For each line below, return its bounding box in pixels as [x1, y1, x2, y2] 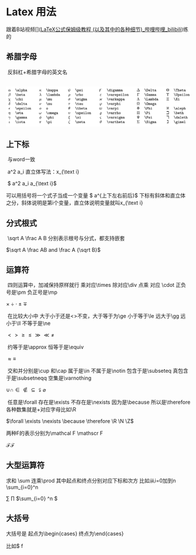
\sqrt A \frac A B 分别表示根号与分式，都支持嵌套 [7, 235, 125, 242]
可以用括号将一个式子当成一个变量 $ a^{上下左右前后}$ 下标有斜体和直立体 [6, 192, 186, 199]
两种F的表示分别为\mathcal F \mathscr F [6, 429, 104, 436]
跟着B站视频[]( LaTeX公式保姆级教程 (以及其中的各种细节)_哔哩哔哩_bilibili [6, 26, 181, 33]
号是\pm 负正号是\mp [6, 289, 57, 296]
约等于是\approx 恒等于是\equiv [7, 343, 84, 351]
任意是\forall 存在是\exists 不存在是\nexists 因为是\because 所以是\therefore [7, 398, 191, 405]
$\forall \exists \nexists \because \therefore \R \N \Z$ [6, 417, 134, 424]
